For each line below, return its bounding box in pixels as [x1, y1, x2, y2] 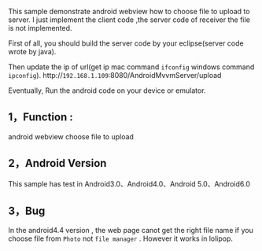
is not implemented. [8, 24, 72, 32]
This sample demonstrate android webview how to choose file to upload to [8, 7, 250, 16]
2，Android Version [8, 157, 107, 170]
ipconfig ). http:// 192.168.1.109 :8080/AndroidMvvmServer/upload [8, 71, 222, 79]
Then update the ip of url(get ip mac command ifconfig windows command [8, 62, 255, 72]
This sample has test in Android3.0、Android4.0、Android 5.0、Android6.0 [8, 179, 250, 188]
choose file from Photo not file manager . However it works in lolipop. [8, 234, 234, 243]
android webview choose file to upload [8, 131, 134, 141]
